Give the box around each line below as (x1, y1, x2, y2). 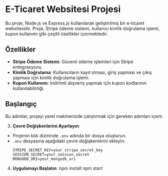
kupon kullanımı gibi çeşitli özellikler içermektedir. (5, 31, 108, 37)
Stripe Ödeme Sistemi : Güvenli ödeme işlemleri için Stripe (12, 59, 134, 65)
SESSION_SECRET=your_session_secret (12, 152, 90, 157)
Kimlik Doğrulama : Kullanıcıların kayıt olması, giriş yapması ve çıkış (12, 69, 152, 75)
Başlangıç (5, 100, 37, 108)
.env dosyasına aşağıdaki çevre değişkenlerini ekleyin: (12, 138, 126, 144)
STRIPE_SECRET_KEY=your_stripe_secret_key (12, 147, 103, 152)
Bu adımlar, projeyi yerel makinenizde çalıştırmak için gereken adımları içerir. (5, 113, 163, 119)
